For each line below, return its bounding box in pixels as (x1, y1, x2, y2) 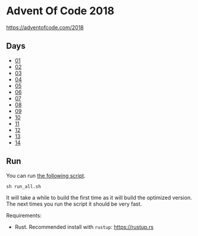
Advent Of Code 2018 (6, 4, 115, 18)
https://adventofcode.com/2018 (6, 24, 84, 31)
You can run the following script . (6, 172, 86, 179)
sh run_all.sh (6, 183, 42, 190)
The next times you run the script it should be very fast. (6, 200, 142, 207)
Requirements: (6, 212, 42, 219)
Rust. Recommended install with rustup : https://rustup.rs (14, 223, 154, 230)
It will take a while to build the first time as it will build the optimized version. (6, 194, 192, 201)
